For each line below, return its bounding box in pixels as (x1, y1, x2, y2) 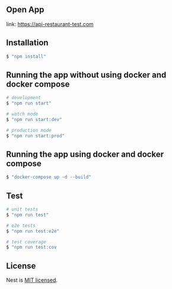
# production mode (6, 127, 52, 133)
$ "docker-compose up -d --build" (6, 174, 92, 180)
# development (6, 95, 42, 101)
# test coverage (6, 239, 46, 245)
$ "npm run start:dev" (6, 116, 62, 122)
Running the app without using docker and (6, 69, 167, 80)
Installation (6, 38, 49, 48)
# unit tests (6, 207, 39, 212)
